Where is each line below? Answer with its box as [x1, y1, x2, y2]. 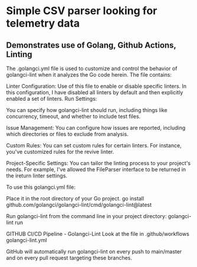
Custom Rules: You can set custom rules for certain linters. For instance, [6, 142, 182, 149]
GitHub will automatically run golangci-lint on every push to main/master [6, 248, 182, 255]
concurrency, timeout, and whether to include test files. [6, 113, 141, 120]
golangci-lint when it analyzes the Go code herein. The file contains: [6, 71, 172, 78]
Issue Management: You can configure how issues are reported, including [6, 124, 186, 131]
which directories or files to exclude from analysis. [6, 131, 129, 137]
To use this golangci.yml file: [6, 184, 75, 190]
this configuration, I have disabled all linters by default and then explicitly [6, 89, 183, 95]
